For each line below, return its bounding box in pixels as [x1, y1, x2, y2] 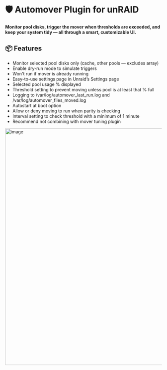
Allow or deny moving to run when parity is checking [12, 108, 121, 114]
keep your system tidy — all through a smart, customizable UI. [5, 29, 137, 35]
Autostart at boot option [12, 102, 62, 108]
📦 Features [5, 44, 42, 53]
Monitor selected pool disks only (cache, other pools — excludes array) [12, 60, 159, 66]
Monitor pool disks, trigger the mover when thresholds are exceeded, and [5, 23, 161, 30]
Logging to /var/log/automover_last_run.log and [12, 92, 110, 98]
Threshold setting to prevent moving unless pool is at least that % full [12, 86, 155, 92]
